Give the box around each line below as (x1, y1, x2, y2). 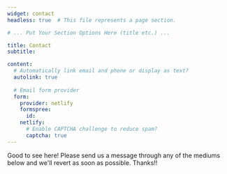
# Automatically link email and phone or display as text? (13, 68, 189, 74)
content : (7, 61, 33, 68)
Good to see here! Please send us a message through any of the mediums (7, 151, 221, 159)
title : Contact (7, 42, 52, 49)
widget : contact (7, 10, 54, 17)
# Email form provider (13, 86, 80, 94)
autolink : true (13, 74, 58, 81)
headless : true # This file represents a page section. (7, 17, 177, 24)
